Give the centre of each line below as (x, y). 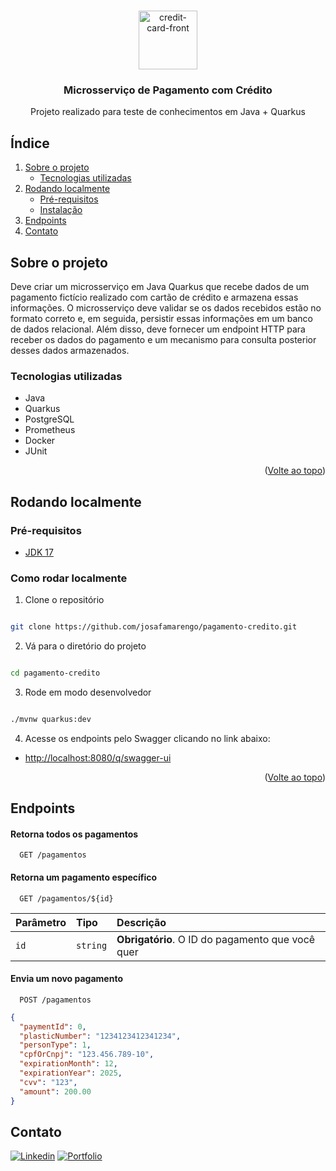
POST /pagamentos (55, 1000)
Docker (40, 441)
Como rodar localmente (69, 578)
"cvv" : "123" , (48, 1082)
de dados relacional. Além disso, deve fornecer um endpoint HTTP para (158, 329)
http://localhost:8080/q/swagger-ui (98, 757)
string (91, 945)
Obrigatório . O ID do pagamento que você (216, 939)
